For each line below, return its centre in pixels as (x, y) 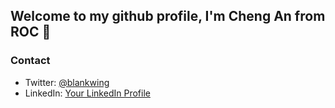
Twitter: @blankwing (67, 82)
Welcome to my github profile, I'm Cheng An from (168, 16)
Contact (30, 61)
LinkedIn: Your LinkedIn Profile (87, 93)
